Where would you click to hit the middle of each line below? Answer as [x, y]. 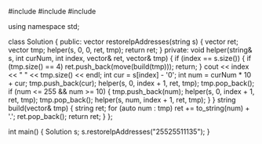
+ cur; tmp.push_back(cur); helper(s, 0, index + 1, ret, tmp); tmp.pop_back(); [131, 83]
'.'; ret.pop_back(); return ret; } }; [60, 116]
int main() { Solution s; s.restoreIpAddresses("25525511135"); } [109, 131]
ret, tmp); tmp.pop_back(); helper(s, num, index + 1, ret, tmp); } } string [122, 100]
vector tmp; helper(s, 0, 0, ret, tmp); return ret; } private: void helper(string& [130, 50]
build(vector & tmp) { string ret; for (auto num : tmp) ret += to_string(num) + [129, 108]
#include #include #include [52, 11]
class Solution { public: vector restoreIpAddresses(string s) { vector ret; [124, 41]
